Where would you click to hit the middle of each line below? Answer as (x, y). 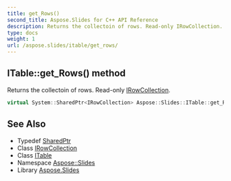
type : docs (23, 33)
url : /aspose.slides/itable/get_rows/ (63, 45)
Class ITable (34, 155)
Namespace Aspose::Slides (56, 162)
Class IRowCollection (47, 148)
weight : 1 (21, 39)
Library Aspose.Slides (48, 170)
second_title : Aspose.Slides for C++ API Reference (82, 20)
